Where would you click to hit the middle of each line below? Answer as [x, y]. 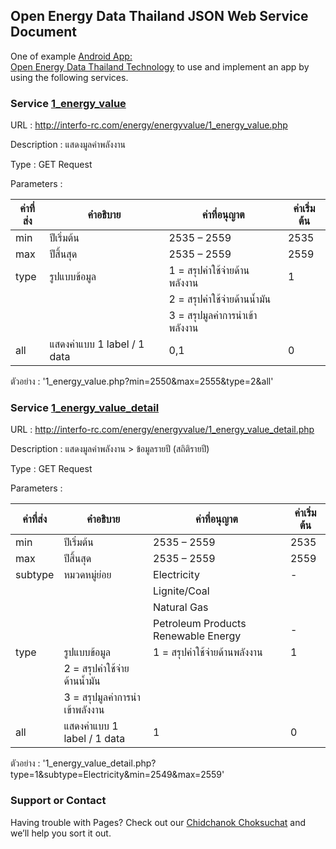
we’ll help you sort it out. [61, 833]
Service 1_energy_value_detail [85, 408]
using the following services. [69, 77]
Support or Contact [58, 801]
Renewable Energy [197, 636]
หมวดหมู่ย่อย [87, 575]
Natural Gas [181, 607]
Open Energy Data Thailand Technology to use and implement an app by [160, 66]
